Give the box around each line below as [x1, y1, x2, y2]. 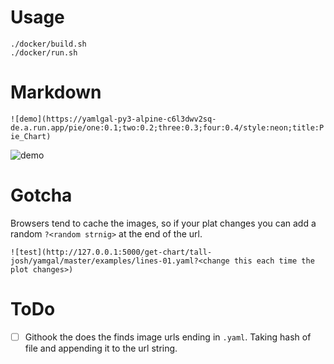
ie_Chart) [10, 131, 52, 141]
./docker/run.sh [10, 47, 78, 58]
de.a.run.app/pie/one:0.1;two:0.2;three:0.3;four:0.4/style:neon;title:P [10, 122, 325, 133]
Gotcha [10, 184, 73, 207]
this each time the [233, 256, 315, 266]
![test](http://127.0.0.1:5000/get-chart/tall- [10, 247, 213, 257]
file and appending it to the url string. [24, 342, 178, 354]
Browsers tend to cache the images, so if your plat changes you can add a [10, 217, 317, 229]
